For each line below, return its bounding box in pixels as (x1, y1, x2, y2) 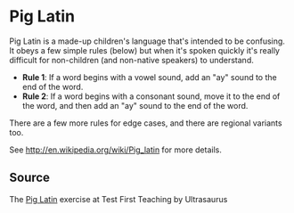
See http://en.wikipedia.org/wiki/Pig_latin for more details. (9, 144, 223, 155)
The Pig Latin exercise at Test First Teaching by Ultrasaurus (9, 193, 228, 204)
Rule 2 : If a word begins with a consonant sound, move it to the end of (21, 91, 281, 102)
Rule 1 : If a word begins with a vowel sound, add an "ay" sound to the (21, 71, 278, 82)
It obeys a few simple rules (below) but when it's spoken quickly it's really (9, 45, 281, 55)
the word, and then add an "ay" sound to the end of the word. (21, 100, 249, 111)
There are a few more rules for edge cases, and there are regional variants (9, 118, 282, 128)
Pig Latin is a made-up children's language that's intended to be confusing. (9, 36, 285, 46)
